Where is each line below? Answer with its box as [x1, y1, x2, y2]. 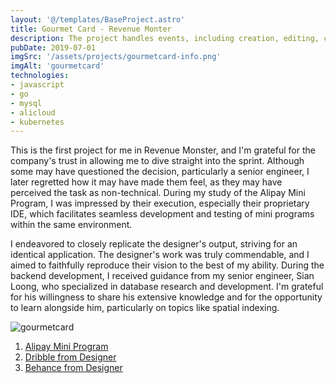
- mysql [10, 98, 43, 108]
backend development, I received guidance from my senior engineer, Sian [10, 270, 315, 282]
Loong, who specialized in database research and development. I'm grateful [10, 281, 324, 293]
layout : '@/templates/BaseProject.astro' [10, 14, 186, 25]
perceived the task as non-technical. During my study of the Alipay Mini [10, 187, 306, 199]
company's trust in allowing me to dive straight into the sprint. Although [10, 155, 305, 167]
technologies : [10, 71, 70, 81]
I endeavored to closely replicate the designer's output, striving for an [10, 238, 298, 250]
